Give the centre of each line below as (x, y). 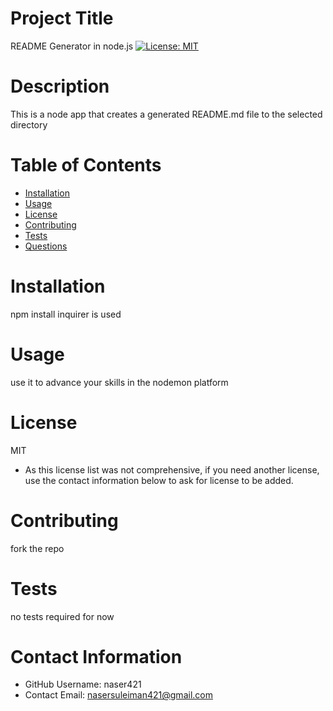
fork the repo (37, 548)
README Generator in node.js (72, 46)
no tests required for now (62, 616)
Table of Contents (86, 165)
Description (60, 86)
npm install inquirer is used (66, 314)
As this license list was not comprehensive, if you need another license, (172, 469)
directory (29, 124)
